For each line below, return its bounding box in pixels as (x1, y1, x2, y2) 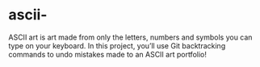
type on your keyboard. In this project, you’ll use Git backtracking (8, 40, 226, 50)
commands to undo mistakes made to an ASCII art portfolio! (8, 49, 208, 59)
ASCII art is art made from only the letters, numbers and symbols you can (8, 32, 253, 42)
